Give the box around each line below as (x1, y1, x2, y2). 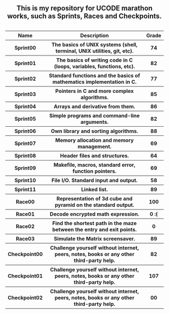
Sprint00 (14, 44, 36, 51)
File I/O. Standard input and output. (51, 177, 138, 184)
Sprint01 (14, 60, 36, 67)
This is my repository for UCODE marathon (16, 4, 153, 13)
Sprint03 (14, 90, 36, 97)
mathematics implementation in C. (52, 78, 137, 85)
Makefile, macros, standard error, (53, 161, 136, 168)
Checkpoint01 (8, 272, 43, 279)
